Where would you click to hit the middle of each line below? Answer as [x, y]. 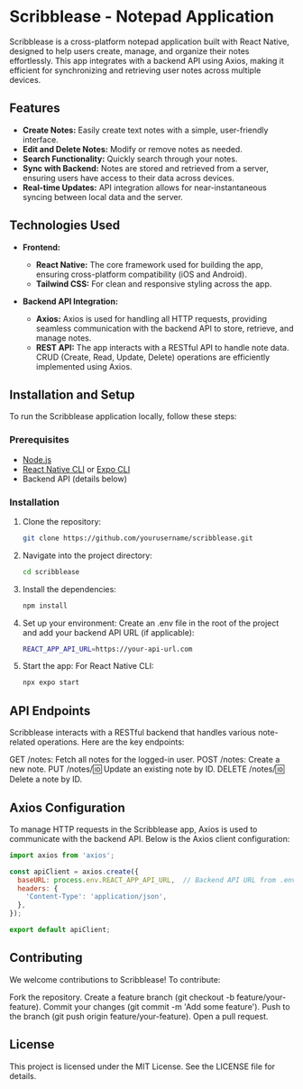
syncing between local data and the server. [102, 197]
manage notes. [64, 338]
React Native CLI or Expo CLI [76, 469]
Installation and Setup [72, 394]
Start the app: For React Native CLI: [88, 666]
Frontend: [41, 247]
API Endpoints [50, 711]
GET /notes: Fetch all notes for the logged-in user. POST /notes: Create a [145, 760]
